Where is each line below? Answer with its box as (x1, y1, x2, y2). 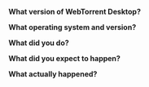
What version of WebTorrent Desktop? (8, 7, 141, 16)
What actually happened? (8, 69, 98, 79)
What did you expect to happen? (8, 54, 121, 63)
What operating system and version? (8, 23, 137, 31)
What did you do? (8, 38, 69, 48)
